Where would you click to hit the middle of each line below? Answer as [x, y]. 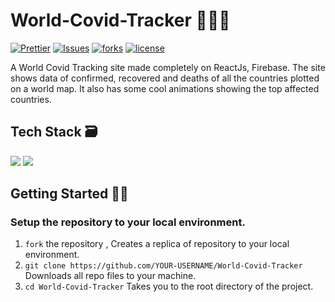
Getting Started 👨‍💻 [69, 194]
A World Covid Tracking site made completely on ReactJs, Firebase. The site [168, 67]
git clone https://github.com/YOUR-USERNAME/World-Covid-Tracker [163, 266]
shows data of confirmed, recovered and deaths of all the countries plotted [165, 78]
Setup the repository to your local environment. [128, 222]
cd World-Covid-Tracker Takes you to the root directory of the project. [169, 286]
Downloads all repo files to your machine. [110, 276]
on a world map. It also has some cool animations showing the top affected [165, 88]
